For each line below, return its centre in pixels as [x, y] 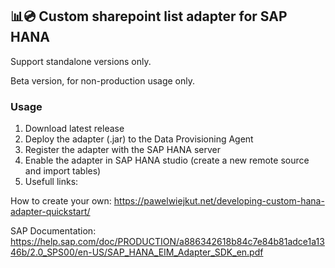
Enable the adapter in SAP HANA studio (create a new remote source [167, 160]
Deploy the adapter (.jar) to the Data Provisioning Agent [139, 139]
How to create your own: [61, 201]
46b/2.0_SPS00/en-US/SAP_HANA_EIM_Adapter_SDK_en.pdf [137, 252]
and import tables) [63, 171]
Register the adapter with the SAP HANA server [122, 150]
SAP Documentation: [53, 231]
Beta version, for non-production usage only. [103, 80]
